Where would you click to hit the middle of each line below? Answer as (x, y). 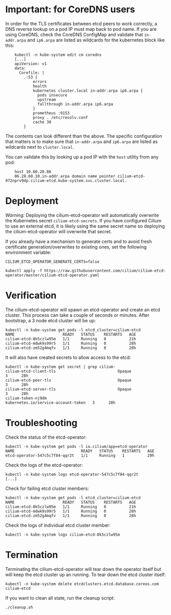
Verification (31, 295)
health (40, 86)
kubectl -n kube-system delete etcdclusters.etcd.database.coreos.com (82, 584)
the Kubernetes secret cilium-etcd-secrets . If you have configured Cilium (83, 220)
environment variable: (28, 252)
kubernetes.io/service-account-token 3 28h (60, 403)
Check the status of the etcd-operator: (46, 437)
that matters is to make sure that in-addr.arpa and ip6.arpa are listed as (81, 141)
